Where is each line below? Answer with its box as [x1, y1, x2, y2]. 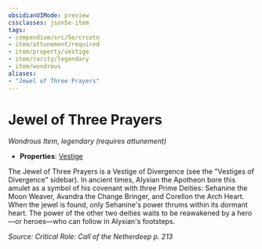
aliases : [8, 70, 37, 78]
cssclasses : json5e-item [8, 19, 89, 27]
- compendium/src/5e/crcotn [8, 33, 100, 41]
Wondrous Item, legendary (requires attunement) [8, 136, 167, 146]
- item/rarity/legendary [8, 56, 89, 63]
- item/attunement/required [8, 41, 100, 49]
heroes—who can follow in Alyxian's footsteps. [23, 217, 176, 226]
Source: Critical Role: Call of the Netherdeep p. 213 [8, 232, 173, 241]
